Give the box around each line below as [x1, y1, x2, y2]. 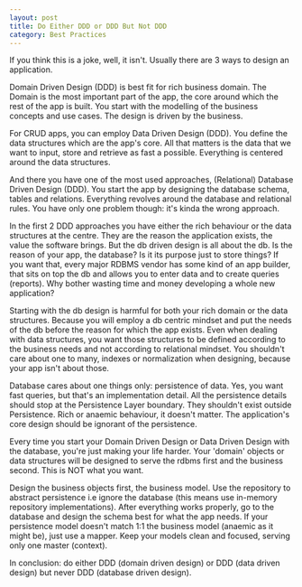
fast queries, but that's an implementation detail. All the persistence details [9, 390, 287, 401]
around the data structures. [9, 157, 111, 168]
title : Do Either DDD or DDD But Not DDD [9, 22, 168, 31]
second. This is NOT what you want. [9, 465, 144, 476]
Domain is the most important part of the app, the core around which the [9, 91, 279, 102]
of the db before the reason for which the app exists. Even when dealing [9, 324, 278, 335]
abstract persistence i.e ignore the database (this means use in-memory [9, 492, 278, 503]
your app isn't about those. [9, 363, 110, 374]
